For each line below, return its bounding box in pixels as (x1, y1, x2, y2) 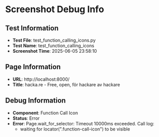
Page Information (5, 62, 61, 72)
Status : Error (12, 115, 40, 121)
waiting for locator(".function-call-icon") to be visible (20, 126, 130, 132)
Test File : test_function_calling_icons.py (12, 37, 96, 43)
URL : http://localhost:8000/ (12, 76, 70, 82)
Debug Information (5, 96, 66, 105)
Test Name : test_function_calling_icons (12, 43, 94, 49)
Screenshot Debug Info (5, 4, 104, 15)
